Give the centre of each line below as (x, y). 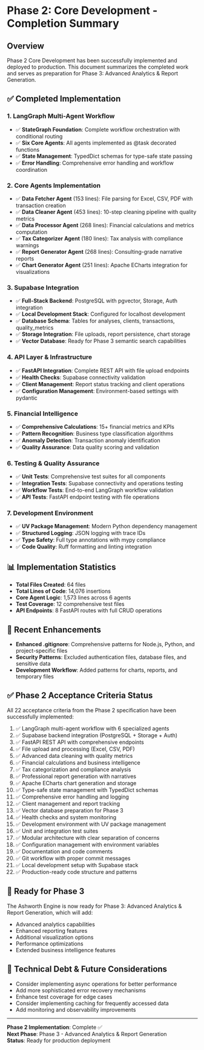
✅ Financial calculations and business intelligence (78, 762)
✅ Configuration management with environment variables (87, 844)
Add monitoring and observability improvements (76, 1009)
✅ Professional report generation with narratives (76, 776)
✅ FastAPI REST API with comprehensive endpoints (80, 742)
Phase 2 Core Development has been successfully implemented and (92, 60)
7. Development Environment (50, 513)
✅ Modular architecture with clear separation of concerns (87, 837)
